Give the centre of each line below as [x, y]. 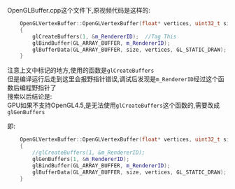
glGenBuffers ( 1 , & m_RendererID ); [81, 159]
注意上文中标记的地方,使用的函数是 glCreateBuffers [81, 70]
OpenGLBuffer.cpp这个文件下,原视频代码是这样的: [79, 10]
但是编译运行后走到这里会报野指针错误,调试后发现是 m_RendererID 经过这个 [113, 79]
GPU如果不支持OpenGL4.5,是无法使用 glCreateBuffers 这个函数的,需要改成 [114, 105]
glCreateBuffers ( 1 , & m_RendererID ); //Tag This [105, 36]
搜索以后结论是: [30, 97]
